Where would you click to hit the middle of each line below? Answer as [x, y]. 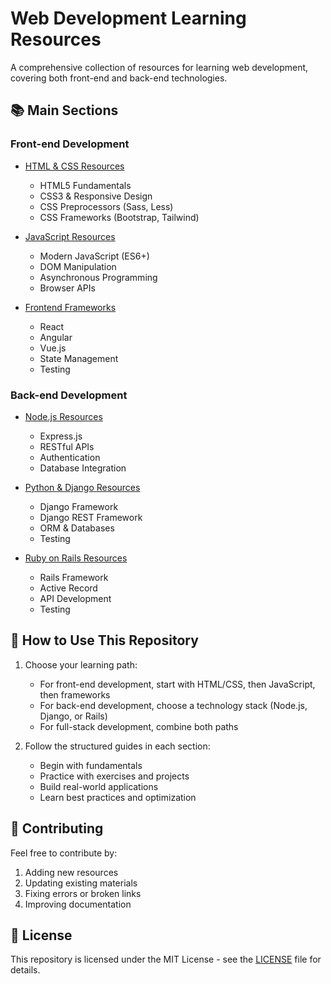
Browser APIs [67, 288]
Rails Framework [74, 577]
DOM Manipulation [78, 266]
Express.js [61, 436]
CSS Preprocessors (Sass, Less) [106, 206]
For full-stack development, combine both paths [139, 726]
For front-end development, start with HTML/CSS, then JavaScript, [177, 684]
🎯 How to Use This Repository [104, 640]
